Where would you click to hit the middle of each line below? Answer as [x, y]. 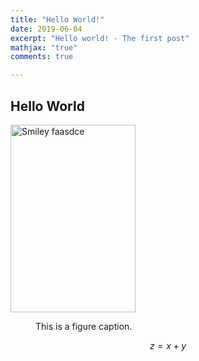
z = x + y [168, 345]
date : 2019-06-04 [46, 29]
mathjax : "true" [44, 47]
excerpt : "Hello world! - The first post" [100, 38]
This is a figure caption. [84, 326]
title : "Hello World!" [57, 19]
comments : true [42, 57]
